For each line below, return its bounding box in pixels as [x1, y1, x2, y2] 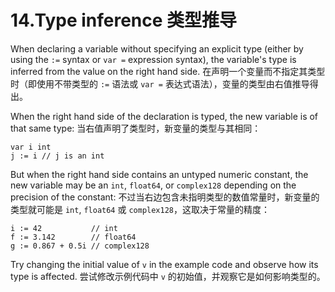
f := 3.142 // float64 [10, 232, 137, 242]
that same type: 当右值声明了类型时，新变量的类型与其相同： [10, 122, 262, 134]
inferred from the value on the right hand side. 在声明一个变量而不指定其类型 [10, 65, 326, 77]
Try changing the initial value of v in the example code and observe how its [10, 258, 319, 270]
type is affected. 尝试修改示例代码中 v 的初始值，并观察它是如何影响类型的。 [10, 270, 326, 282]
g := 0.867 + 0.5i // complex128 [10, 241, 150, 251]
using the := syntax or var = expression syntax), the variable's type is [10, 53, 297, 65]
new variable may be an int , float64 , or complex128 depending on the [10, 179, 297, 191]
